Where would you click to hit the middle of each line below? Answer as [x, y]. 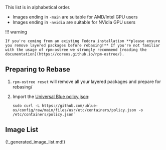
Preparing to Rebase [38, 69]
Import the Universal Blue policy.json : [51, 96]
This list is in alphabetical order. [38, 7]
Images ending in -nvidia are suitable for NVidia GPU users [74, 22]
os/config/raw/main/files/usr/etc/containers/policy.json [74, 110]
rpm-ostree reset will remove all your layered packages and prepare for [87, 81]
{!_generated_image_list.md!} [35, 141]
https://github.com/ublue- [70, 105]
